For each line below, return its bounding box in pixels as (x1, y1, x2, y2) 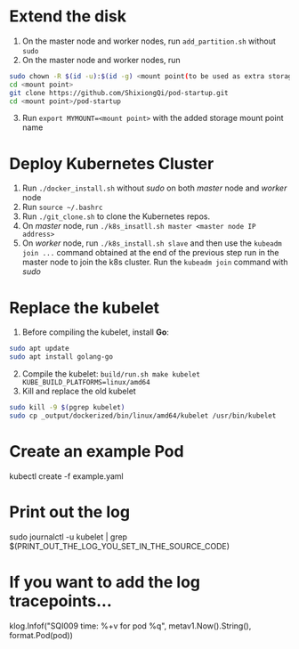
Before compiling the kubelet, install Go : (21, 327, 169, 337)
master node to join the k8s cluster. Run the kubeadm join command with (21, 256, 288, 268)
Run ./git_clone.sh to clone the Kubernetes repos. (21, 211, 211, 222)
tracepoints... (9, 590, 113, 611)
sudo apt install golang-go (9, 353, 114, 361)
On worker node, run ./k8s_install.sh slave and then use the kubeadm (21, 238, 282, 248)
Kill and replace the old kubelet (21, 385, 136, 397)
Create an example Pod (9, 442, 184, 461)
